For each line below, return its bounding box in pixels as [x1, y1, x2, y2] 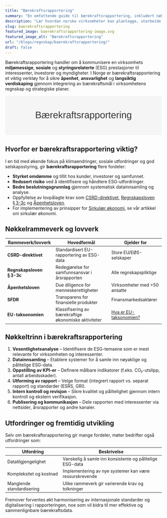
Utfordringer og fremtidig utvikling [5, 419, 114, 427]
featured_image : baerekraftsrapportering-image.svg [5, 29, 114, 34]
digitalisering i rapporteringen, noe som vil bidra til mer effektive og [5, 502, 143, 508]
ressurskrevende [63, 474, 97, 480]
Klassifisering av [55, 306, 89, 312]
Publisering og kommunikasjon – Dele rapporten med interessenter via [12, 399, 159, 405]
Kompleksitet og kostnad [7, 471, 58, 477]
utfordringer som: [5, 438, 41, 444]
